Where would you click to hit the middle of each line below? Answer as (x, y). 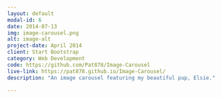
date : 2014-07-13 (32, 26)
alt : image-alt (29, 39)
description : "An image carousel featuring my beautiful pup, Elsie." (111, 78)
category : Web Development (46, 59)
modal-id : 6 (24, 20)
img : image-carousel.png (43, 33)
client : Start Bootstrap (43, 52)
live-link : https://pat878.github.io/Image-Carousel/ (87, 71)
